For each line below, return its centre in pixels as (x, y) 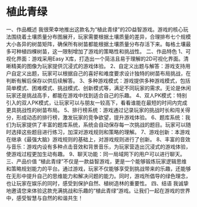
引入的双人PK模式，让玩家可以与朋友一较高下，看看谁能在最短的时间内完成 (97, 103)
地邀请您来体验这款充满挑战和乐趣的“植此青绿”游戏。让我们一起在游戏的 (93, 191)
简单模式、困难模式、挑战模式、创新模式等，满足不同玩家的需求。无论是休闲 (98, 88)
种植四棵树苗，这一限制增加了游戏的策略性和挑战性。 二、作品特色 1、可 (103, 51)
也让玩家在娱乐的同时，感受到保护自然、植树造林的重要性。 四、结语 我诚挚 (97, 183)
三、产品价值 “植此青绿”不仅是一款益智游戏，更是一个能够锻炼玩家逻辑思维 (96, 161)
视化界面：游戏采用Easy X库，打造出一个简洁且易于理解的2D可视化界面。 (95, 59)
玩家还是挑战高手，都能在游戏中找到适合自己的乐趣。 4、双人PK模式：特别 (97, 95)
